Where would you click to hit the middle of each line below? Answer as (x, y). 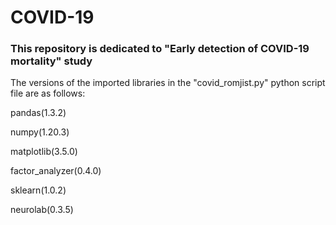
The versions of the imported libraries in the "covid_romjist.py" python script (168, 83)
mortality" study (51, 61)
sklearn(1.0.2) (38, 190)
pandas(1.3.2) (38, 113)
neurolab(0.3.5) (42, 210)
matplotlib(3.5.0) (44, 152)
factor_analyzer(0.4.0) (56, 171)
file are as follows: (48, 93)
